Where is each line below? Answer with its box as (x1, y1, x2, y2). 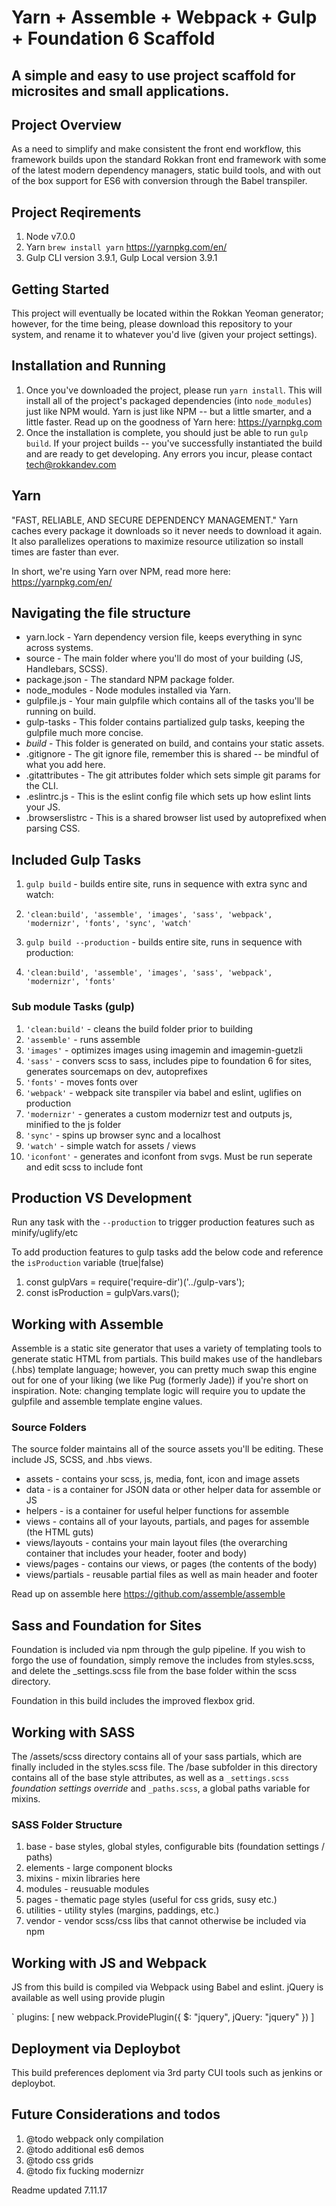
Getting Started (11, 281, 110, 298)
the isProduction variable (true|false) (11, 1257, 164, 1269)
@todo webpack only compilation (25, 2132, 164, 2145)
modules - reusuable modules (25, 1883, 150, 1895)
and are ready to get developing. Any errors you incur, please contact (25, 447, 313, 460)
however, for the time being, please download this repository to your (11, 318, 293, 330)
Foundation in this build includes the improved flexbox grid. (11, 1695, 256, 1707)
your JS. (25, 801, 61, 813)
